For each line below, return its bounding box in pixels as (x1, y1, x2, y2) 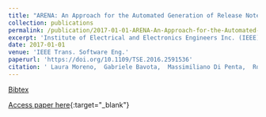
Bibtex (8, 85, 29, 94)
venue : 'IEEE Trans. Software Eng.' (8, 48, 129, 56)
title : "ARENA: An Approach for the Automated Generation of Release (8, 11, 243, 20)
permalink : (8, 26, 44, 34)
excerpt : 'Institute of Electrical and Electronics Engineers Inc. (8, 33, 236, 42)
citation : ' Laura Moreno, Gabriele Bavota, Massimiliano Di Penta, (8, 63, 246, 71)
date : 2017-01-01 (8, 41, 66, 49)
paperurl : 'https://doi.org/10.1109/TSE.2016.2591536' (8, 56, 193, 64)
